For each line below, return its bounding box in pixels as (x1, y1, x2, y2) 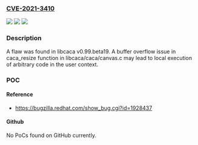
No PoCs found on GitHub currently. (6, 132, 97, 139)
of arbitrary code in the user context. (6, 61, 98, 68)
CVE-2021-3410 (6, 4, 55, 13)
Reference (6, 91, 33, 98)
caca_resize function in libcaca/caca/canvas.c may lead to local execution (6, 54, 193, 61)
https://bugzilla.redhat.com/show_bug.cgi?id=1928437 (15, 104, 152, 112)
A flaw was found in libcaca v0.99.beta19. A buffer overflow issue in (6, 47, 176, 55)
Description (6, 34, 42, 42)
